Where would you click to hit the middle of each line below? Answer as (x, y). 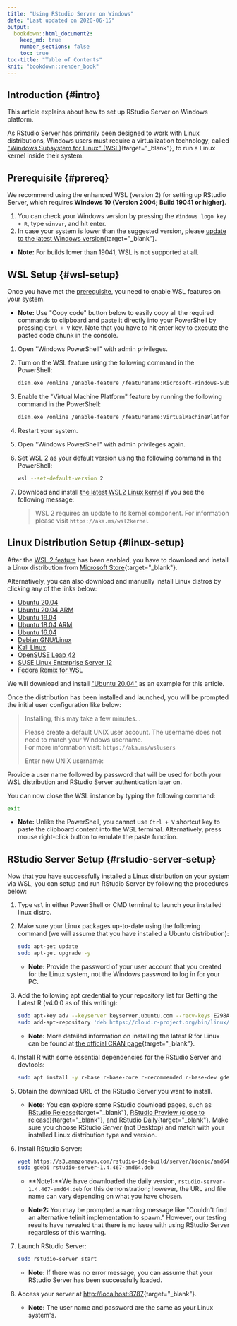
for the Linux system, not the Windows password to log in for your (124, 974)
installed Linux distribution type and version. (92, 1135)
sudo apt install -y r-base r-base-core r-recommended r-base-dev (117, 1077)
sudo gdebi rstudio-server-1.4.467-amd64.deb (85, 1168)
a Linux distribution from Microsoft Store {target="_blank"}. (92, 567)
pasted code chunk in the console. (68, 336)
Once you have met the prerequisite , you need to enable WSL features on (114, 292)
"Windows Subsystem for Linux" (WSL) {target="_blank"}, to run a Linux (111, 148)
